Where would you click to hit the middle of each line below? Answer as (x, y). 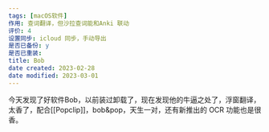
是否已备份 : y (29, 46)
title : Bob (26, 61)
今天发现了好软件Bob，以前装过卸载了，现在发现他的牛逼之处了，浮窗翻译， (134, 99)
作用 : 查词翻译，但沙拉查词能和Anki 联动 (69, 23)
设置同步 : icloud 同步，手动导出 (57, 38)
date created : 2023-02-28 (51, 68)
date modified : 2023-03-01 (53, 76)
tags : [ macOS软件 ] (38, 16)
